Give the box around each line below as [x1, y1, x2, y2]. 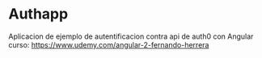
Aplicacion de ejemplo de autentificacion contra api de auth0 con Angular [8, 31, 254, 41]
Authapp [8, 5, 69, 23]
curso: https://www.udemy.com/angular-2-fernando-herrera [8, 39, 209, 49]
